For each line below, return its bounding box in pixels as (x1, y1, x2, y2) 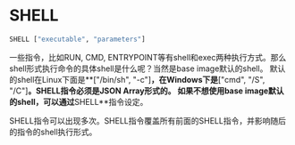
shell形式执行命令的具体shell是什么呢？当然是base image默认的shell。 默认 (9, 63, 286, 74)
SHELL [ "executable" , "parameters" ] (9, 35, 146, 44)
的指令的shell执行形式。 (9, 126, 97, 137)
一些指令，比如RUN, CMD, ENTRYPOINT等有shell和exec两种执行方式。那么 (9, 52, 287, 62)
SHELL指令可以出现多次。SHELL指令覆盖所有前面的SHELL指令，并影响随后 (9, 115, 286, 125)
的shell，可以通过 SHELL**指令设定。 (9, 96, 148, 107)
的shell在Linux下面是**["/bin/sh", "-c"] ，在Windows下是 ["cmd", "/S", (9, 74, 265, 85)
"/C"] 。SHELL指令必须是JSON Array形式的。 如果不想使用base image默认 (9, 85, 284, 96)
